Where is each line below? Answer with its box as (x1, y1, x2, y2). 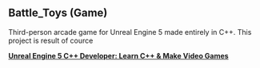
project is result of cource (8, 36, 94, 45)
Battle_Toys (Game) (8, 6, 108, 20)
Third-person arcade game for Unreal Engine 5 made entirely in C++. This (8, 27, 252, 36)
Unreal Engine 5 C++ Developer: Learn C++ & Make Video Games (8, 51, 230, 60)
